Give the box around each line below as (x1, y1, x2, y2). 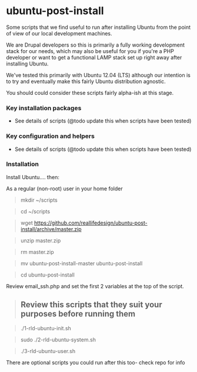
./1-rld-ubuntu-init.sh (20, 324, 72, 331)
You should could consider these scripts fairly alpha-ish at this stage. (6, 89, 174, 96)
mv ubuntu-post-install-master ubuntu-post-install (20, 259, 143, 266)
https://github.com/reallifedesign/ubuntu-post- (34, 219, 148, 226)
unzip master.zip (20, 237, 61, 244)
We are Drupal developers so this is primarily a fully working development (6, 41, 185, 48)
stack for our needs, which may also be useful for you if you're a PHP (6, 47, 175, 54)
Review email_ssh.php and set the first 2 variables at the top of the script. (6, 282, 184, 289)
